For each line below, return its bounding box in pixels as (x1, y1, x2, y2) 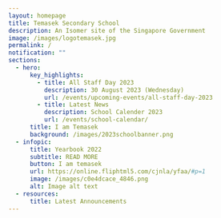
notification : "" (8, 49, 66, 57)
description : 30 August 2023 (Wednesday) (43, 85, 184, 94)
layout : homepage (8, 11, 66, 20)
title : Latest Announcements (29, 197, 127, 205)
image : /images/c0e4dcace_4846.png (29, 175, 149, 184)
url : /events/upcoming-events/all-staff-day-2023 (43, 93, 214, 101)
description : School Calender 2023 (43, 109, 163, 117)
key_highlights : (29, 71, 84, 79)
